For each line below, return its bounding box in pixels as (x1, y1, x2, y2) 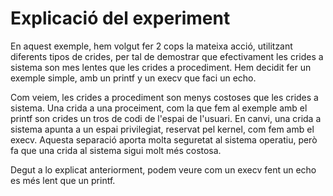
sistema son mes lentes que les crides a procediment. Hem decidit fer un (10, 61, 312, 73)
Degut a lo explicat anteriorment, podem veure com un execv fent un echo (10, 163, 317, 176)
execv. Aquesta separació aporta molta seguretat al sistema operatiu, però (10, 133, 318, 146)
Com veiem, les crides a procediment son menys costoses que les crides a (10, 91, 319, 103)
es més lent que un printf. (10, 174, 116, 186)
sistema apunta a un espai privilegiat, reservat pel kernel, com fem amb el (10, 123, 315, 135)
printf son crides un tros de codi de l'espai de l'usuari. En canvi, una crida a (10, 112, 322, 124)
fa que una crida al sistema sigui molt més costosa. (10, 144, 222, 156)
